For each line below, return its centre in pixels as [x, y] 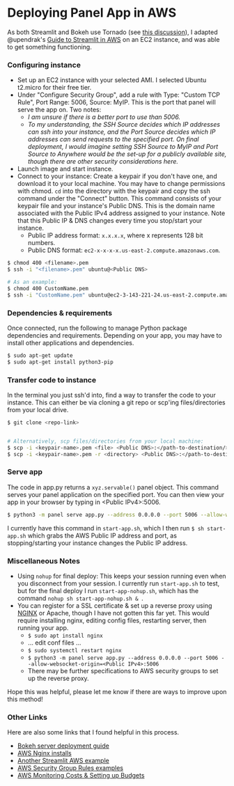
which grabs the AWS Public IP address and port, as [102, 535]
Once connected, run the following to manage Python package [97, 328]
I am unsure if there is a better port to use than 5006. [104, 117]
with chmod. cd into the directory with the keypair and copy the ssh [114, 191]
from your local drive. [38, 409]
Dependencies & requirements [60, 313]
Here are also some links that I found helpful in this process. [93, 732]
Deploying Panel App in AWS [92, 13]
